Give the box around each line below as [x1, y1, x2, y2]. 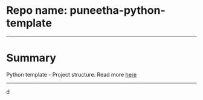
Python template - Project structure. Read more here [6, 71, 137, 78]
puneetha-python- [69, 4, 166, 17]
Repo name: [6, 4, 68, 17]
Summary [6, 51, 56, 65]
